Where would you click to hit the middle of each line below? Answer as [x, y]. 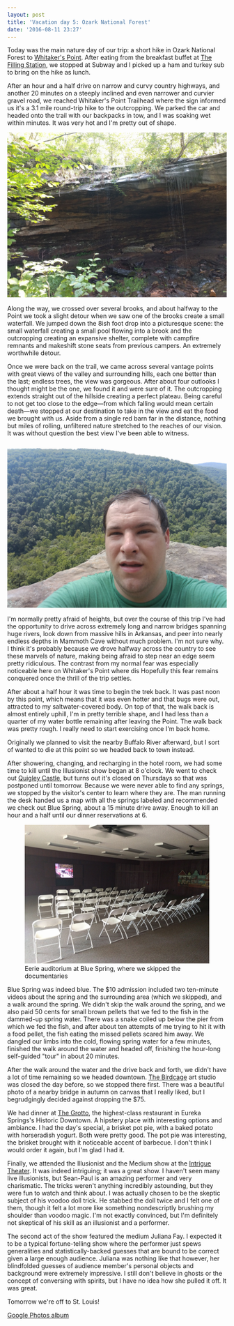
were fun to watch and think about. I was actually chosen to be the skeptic [114, 1193]
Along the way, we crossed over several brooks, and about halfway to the [112, 309]
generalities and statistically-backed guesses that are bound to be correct [113, 1251]
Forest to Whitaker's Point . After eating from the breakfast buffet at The [110, 58]
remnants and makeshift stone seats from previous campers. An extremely [114, 346]
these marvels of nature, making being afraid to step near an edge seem [111, 656]
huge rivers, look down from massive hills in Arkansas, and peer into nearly [115, 634]
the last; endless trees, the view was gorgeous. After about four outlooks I [113, 382]
